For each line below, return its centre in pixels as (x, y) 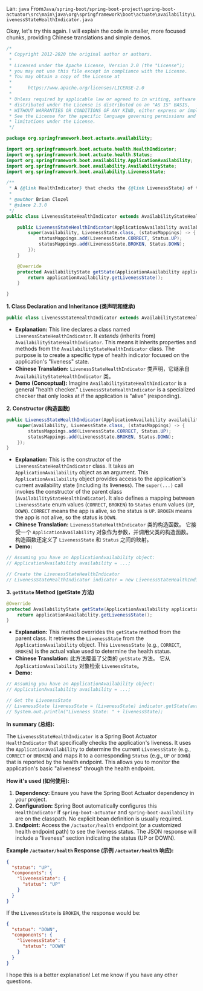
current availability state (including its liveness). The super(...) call (99, 485)
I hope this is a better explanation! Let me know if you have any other (92, 975)
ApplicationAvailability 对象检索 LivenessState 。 (79, 666)
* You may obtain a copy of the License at (64, 77)
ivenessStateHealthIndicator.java (50, 20)
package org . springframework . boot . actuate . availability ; (79, 139)
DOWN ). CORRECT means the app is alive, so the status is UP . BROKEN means (103, 511)
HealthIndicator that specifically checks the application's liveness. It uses (99, 742)
